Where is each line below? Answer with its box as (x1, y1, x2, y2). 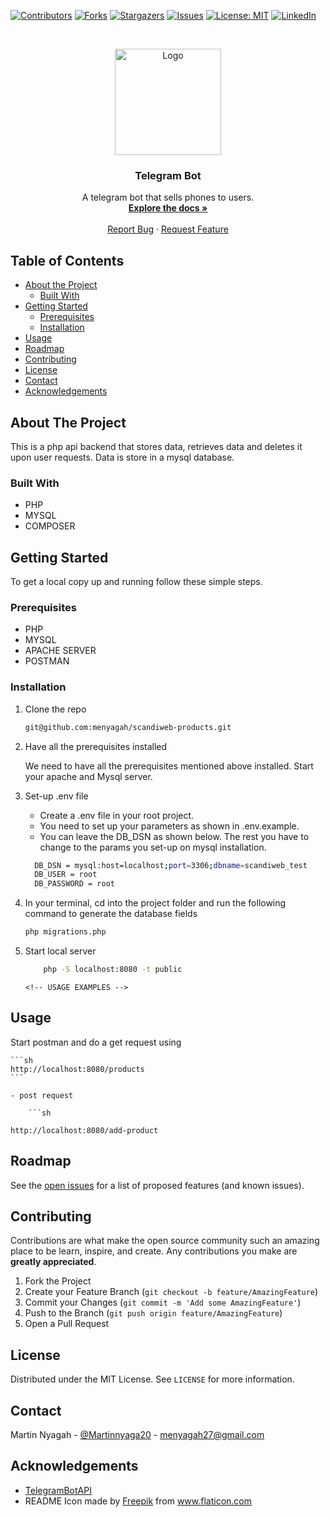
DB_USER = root (34, 870, 98, 880)
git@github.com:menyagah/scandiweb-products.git (24, 722, 232, 732)
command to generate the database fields (24, 908, 198, 920)
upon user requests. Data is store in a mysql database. (10, 451, 235, 463)
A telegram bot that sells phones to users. (81, 191, 255, 204)
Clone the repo (24, 703, 87, 715)
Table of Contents (10, 252, 125, 269)
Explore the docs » (128, 202, 208, 214)
